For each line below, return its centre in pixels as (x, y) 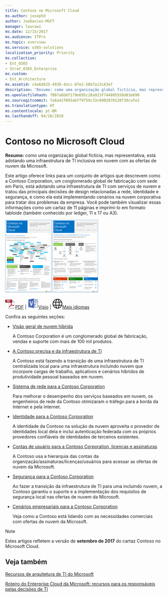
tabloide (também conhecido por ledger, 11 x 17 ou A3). (62, 213)
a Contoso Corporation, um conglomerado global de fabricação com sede (81, 181)
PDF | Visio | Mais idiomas (52, 307)
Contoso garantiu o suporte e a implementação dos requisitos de (79, 492)
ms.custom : (16, 74)
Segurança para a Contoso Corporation (53, 477)
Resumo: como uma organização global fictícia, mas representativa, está (80, 156)
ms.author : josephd (25, 16)
